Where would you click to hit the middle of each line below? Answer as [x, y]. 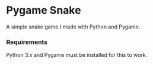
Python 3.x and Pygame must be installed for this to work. [77, 55]
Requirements [27, 42]
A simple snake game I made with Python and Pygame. [73, 27]
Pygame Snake [44, 10]
